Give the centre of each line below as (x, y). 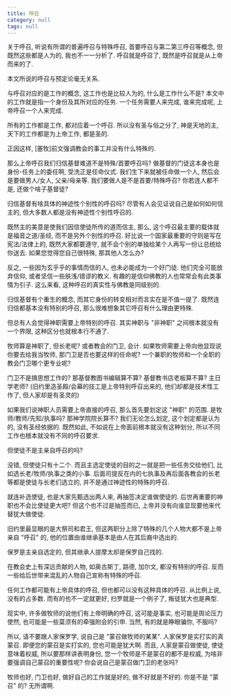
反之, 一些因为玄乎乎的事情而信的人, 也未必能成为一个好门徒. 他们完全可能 (112, 268)
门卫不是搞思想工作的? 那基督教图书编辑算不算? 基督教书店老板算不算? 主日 (114, 378)
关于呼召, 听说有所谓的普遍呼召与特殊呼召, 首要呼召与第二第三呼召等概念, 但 (115, 47)
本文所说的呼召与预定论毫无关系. (53, 79)
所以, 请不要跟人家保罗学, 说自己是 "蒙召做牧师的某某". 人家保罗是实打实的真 (115, 637)
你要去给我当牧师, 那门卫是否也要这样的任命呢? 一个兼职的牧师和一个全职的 (114, 355)
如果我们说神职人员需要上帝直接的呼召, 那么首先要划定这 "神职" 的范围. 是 (112, 410)
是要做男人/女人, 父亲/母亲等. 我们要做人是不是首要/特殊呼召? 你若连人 (107, 181)
